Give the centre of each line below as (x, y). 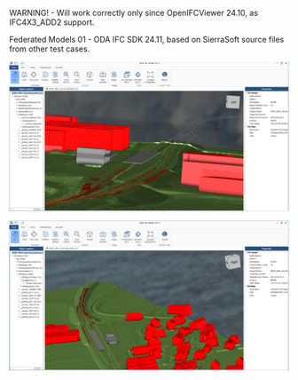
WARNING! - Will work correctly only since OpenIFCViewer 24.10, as (134, 13)
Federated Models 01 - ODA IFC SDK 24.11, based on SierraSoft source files (147, 40)
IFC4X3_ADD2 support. (52, 22)
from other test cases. (50, 49)
